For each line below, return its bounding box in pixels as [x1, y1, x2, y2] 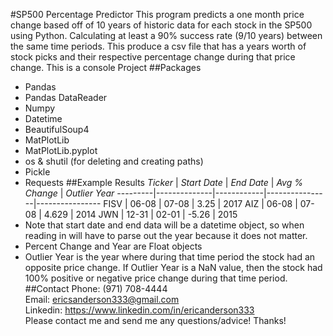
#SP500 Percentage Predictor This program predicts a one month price [10, 9, 305, 20]
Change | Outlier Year [24, 187, 115, 199]
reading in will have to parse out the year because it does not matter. [24, 230, 308, 241]
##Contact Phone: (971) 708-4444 [24, 283, 168, 294]
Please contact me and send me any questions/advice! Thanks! [24, 315, 287, 326]
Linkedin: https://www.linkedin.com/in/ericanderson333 [24, 304, 255, 316]
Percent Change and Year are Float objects [24, 240, 203, 252]
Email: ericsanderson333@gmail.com [24, 294, 180, 305]
